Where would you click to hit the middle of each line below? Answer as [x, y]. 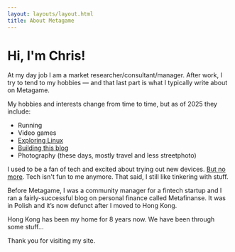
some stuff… [26, 227]
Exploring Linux [40, 141]
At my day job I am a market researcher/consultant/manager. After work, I [115, 75]
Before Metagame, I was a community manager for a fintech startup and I [115, 191]
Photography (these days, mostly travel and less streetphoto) [107, 155]
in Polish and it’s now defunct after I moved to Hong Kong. [92, 206]
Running [30, 126]
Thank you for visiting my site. [51, 241]
